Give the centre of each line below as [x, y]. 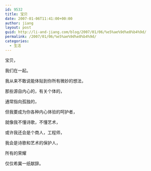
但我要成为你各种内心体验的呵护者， [41, 112]
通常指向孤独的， [22, 101]
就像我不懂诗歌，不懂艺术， [33, 122]
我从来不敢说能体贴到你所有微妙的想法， [45, 81]
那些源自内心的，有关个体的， [35, 91]
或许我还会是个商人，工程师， [35, 132]
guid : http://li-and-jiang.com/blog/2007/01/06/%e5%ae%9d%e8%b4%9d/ [76, 32]
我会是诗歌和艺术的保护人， [33, 143]
